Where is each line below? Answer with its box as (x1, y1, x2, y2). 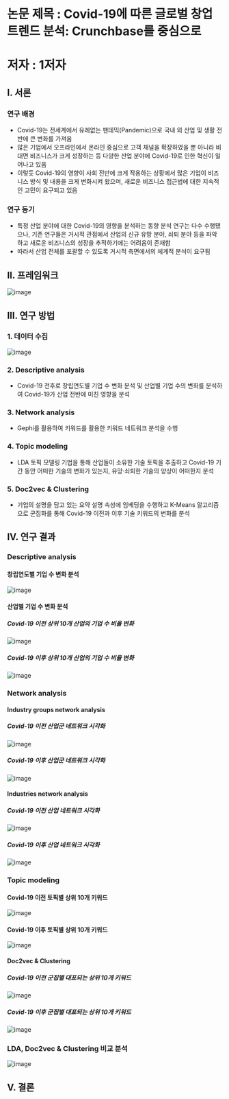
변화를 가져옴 (37, 134, 72, 143)
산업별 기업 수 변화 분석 (7, 602, 68, 611)
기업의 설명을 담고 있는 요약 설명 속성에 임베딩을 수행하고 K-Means (16, 501, 196, 509)
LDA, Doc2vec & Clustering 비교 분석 (7, 1043, 128, 1053)
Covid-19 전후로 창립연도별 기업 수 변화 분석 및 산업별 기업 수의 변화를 (16, 381, 204, 390)
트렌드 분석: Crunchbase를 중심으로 (7, 23, 202, 39)
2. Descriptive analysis (7, 365, 85, 375)
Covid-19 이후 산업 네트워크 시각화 (7, 840, 100, 849)
